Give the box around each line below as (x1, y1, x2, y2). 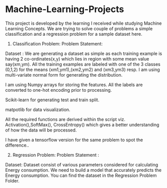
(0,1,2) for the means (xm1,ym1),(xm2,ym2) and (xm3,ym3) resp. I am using (5, 67, 160, 73)
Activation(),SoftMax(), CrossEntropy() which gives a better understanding (5, 121, 159, 128)
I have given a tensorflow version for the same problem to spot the (5, 137, 143, 143)
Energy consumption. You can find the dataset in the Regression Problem (5, 172, 157, 178)
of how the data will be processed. (5, 127, 77, 133)
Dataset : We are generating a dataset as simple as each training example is (5, 50, 162, 56)
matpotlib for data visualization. (5, 106, 70, 112)
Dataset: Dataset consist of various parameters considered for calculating (5, 161, 158, 167)
